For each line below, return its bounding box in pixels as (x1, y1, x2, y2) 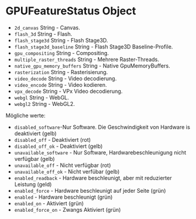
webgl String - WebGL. (14, 94, 69, 101)
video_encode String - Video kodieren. (14, 81, 107, 88)
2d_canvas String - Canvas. (14, 24, 80, 31)
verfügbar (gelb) (14, 155, 55, 162)
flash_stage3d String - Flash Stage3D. (14, 36, 108, 44)
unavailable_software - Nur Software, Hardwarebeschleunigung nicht (14, 148, 186, 156)
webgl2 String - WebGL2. (14, 100, 75, 107)
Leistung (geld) (14, 181, 52, 188)
